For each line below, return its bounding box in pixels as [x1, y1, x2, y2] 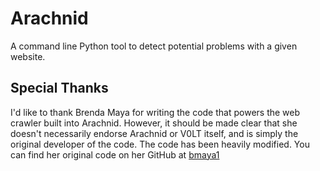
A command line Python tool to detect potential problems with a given [10, 40, 298, 52]
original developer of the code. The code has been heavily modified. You [10, 138, 310, 150]
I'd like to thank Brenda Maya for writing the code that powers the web [10, 106, 301, 118]
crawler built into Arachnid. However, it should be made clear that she [10, 117, 298, 129]
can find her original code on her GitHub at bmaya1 [10, 148, 220, 161]
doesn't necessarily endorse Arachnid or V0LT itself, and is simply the [10, 127, 299, 139]
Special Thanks [10, 80, 109, 97]
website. [10, 50, 46, 62]
